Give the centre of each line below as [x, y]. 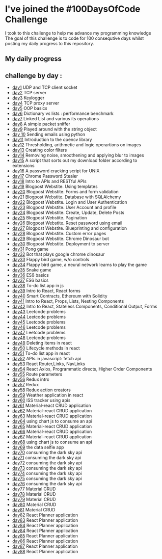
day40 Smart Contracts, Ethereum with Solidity [60, 296]
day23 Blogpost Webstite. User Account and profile [64, 208]
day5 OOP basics [30, 108]
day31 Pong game [30, 249]
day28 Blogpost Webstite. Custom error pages [59, 234]
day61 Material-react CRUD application [52, 405]
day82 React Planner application [45, 515]
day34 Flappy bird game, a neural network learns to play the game [80, 265]
